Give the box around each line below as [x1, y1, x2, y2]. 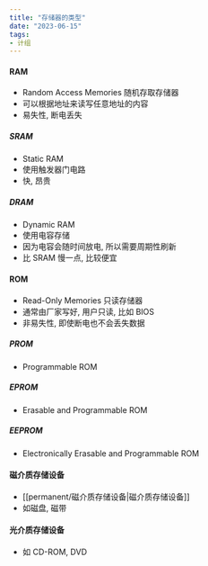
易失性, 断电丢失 [22, 110, 82, 121]
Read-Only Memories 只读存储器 [22, 294, 143, 306]
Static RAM [22, 154, 65, 165]
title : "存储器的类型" [9, 13, 86, 22]
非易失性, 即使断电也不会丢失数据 [22, 317, 145, 328]
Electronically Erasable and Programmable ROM [22, 447, 200, 459]
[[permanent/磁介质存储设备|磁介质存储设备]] [22, 491, 190, 502]
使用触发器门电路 [22, 164, 86, 175]
